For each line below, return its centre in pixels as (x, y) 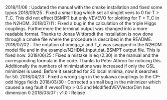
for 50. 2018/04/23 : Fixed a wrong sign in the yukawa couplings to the (78, 77)
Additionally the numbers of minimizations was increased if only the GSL (80, 66)
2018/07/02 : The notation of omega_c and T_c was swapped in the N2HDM (83, 44)
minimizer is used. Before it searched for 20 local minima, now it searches (81, 71)
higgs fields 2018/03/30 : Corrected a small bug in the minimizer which (88, 82)
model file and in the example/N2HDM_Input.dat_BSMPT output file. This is (83, 50)
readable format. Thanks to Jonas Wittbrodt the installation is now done (79, 34)
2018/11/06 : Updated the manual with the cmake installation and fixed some (84, 7)
